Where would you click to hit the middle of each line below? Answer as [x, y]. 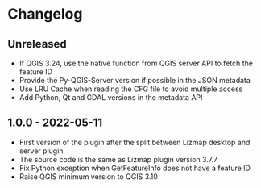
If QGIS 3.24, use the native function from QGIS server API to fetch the [136, 63]
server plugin [41, 151]
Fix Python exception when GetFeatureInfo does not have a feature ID [135, 168]
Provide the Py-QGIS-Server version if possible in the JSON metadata [135, 80]
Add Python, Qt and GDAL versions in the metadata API [111, 97]
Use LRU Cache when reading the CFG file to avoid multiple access [131, 89]
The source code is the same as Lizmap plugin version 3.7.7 [118, 159]
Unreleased [37, 44]
